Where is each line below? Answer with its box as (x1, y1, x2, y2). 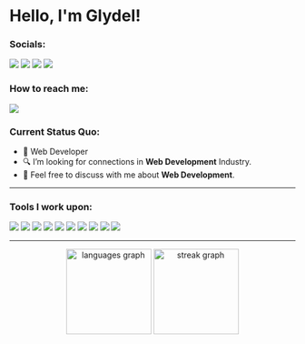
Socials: (9, 38, 46, 51)
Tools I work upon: (9, 201, 93, 213)
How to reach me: (9, 83, 89, 96)
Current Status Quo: (9, 125, 101, 137)
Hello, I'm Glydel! (9, 5, 142, 26)
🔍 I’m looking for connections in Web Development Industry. (22, 157, 252, 167)
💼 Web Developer (22, 147, 89, 157)
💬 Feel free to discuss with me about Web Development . (22, 169, 235, 180)
